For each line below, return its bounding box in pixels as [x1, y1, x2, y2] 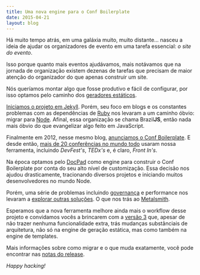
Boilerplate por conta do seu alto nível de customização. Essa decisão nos [6, 165, 190, 172]
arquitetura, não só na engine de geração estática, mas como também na [6, 226, 187, 234]
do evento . [6, 49, 33, 56]
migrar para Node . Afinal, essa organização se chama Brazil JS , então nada [6, 116, 192, 123]
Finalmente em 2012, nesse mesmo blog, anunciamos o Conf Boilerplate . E [6, 134, 191, 141]
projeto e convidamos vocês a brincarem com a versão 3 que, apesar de [6, 214, 186, 221]
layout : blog [6, 20, 39, 26]
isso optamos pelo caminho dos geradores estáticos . [6, 91, 137, 99]
